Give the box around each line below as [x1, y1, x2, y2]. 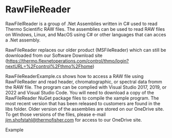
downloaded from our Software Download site [5, 52, 103, 58]
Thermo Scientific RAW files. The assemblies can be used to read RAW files [5, 26, 165, 32]
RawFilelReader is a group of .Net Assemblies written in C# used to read [5, 21, 158, 27]
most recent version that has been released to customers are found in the [5, 100, 160, 106]
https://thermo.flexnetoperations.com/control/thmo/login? [7, 57, 129, 64]
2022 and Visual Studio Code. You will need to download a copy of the [5, 89, 155, 95]
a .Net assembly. [5, 37, 41, 43]
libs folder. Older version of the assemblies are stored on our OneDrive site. [5, 106, 164, 112]
